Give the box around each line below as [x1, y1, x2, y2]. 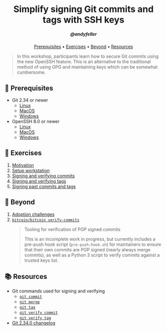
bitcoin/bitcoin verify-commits [11, 217, 79, 222]
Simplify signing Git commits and [13, 4, 154, 15]
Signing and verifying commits [11, 173, 75, 179]
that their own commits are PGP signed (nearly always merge [24, 246, 150, 252]
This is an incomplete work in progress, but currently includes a [24, 236, 155, 242]
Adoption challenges [11, 211, 55, 217]
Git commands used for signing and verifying [11, 288, 105, 294]
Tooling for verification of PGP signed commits [24, 226, 121, 232]
